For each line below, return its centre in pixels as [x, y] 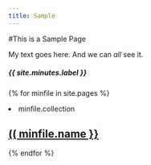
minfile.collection [47, 109]
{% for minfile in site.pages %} [59, 93]
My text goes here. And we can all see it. [76, 54]
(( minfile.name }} [53, 134]
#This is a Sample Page [47, 39]
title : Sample [32, 16]
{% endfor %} [31, 153]
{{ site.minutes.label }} [47, 72]
